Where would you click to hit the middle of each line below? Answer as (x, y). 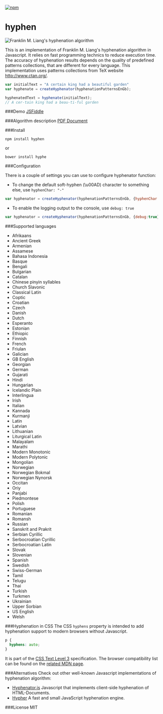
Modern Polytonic (30, 457)
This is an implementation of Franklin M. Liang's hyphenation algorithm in (78, 50)
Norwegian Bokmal (31, 473)
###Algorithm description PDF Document (46, 121)
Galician (20, 354)
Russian (20, 524)
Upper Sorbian (27, 606)
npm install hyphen (25, 139)
